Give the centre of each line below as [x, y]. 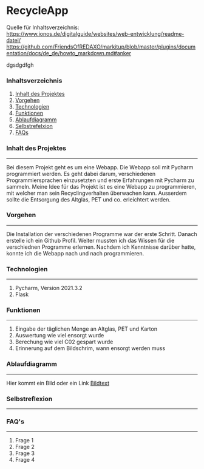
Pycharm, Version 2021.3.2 [49, 288]
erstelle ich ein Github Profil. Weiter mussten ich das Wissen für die [90, 240]
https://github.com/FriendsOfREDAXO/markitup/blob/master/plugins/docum [101, 47]
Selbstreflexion [29, 399]
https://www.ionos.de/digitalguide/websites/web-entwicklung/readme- [95, 33]
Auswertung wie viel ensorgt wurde [59, 336]
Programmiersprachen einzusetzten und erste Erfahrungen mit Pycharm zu [100, 180]
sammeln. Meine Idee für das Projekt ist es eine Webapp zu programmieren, [101, 186]
